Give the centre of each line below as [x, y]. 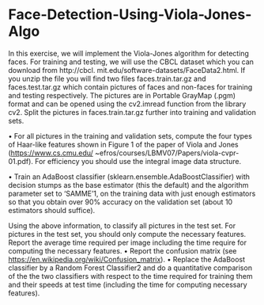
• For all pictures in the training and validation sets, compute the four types [130, 135]
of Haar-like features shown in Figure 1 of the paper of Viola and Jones [123, 144]
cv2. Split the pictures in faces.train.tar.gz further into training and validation [132, 112]
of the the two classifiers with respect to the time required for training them [130, 276]
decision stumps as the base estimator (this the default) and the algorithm [128, 185]
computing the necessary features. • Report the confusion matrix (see [123, 250]
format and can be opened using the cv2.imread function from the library [127, 104]
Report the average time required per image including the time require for [128, 242]
